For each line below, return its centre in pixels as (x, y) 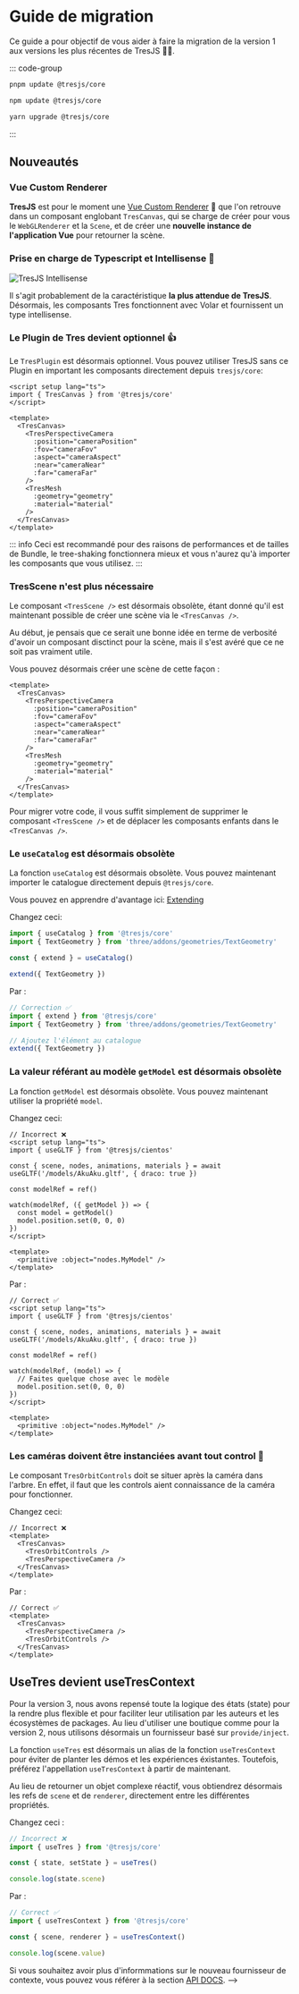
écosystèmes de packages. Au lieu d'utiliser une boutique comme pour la (144, 1722)
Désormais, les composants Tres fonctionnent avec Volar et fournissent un (146, 305)
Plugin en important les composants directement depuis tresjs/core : (136, 370)
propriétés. (29, 1804)
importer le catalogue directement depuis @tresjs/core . (112, 883)
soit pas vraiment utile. (51, 652)
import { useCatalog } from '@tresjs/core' (91, 934)
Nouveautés (44, 161)
